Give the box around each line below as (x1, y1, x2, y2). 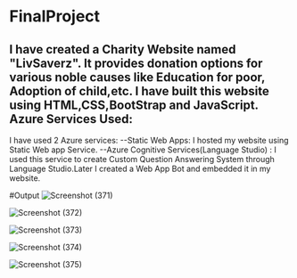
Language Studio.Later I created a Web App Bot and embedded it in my (9, 163, 271, 174)
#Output (9, 190, 40, 200)
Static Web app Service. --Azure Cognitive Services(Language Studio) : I (9, 144, 276, 155)
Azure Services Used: (9, 111, 134, 127)
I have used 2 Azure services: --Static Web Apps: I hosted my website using (9, 135, 289, 145)
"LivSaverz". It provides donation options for (9, 55, 263, 70)
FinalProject (9, 6, 101, 27)
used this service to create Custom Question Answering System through (9, 154, 275, 164)
